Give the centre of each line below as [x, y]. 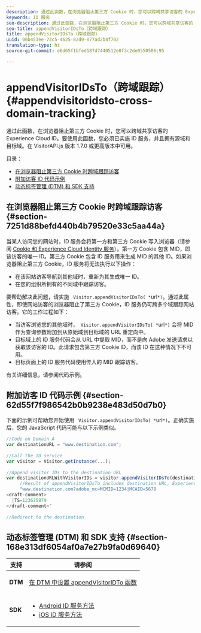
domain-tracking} [51, 113]
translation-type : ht [33, 46]
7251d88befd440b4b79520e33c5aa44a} [86, 226]
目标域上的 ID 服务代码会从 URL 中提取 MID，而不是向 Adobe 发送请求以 [104, 339]
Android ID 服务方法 [66, 606]
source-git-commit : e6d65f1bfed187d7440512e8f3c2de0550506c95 [85, 51]
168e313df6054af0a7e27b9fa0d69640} [83, 547]
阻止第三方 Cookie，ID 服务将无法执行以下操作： [76, 264]
